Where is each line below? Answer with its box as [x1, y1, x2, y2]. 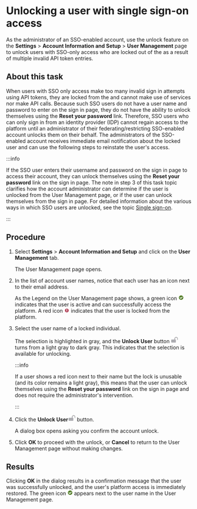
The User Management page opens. [14, 266, 103, 273]
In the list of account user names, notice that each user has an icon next [14, 277, 190, 284]
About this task [6, 72, 64, 82]
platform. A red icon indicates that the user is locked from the [14, 307, 171, 314]
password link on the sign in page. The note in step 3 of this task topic [6, 179, 178, 186]
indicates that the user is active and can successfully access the [14, 301, 172, 308]
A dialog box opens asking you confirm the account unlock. [14, 427, 159, 434]
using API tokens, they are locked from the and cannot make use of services [6, 93, 191, 101]
